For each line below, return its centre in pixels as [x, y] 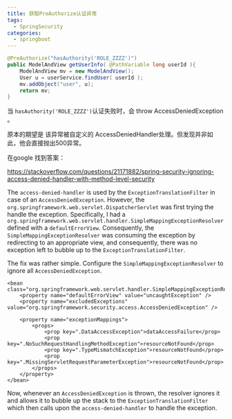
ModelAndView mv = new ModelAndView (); [77, 71]
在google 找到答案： [36, 158]
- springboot [32, 39]
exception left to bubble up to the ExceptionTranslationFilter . [96, 250]
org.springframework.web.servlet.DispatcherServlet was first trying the [110, 207]
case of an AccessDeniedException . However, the [76, 200]
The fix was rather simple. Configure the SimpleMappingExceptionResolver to [115, 263]
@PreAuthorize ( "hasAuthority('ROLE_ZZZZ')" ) [72, 59]
